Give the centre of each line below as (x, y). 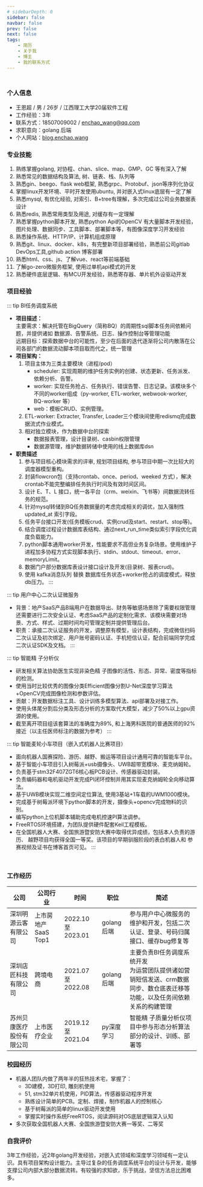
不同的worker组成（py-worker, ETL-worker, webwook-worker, (110, 394)
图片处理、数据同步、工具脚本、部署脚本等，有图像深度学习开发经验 (100, 229)
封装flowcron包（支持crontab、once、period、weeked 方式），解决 (108, 477)
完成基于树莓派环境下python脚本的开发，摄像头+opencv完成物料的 (98, 802)
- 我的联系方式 (34, 62)
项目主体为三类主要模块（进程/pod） (70, 364)
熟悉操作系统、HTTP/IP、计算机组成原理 (66, 237)
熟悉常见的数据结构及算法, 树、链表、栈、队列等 (75, 177)
